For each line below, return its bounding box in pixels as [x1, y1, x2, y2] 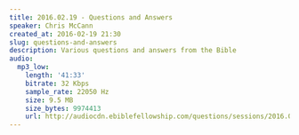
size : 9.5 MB [25, 95, 74, 105]
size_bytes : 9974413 [25, 104, 101, 113]
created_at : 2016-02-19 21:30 [9, 29, 122, 38]
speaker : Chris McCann [9, 21, 93, 30]
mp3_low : [17, 63, 50, 72]
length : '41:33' [25, 71, 86, 80]
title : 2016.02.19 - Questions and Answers [9, 12, 174, 22]
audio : [9, 54, 34, 63]
